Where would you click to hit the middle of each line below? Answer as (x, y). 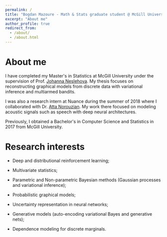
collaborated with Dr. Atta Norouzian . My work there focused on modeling (81, 106)
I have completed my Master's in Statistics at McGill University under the (80, 76)
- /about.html (24, 38)
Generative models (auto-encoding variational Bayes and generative (82, 214)
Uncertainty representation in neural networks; (60, 204)
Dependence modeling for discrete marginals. (59, 229)
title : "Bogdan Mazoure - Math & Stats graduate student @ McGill (75, 14)
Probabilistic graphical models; (44, 195)
